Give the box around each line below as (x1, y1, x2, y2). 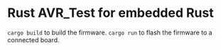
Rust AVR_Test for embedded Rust (7, 5, 215, 21)
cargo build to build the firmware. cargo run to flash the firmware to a (7, 28, 212, 37)
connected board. (7, 35, 60, 44)
